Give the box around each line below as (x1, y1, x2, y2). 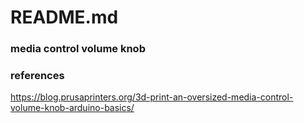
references (10, 69, 65, 83)
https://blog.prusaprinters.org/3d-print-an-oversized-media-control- (10, 91, 294, 103)
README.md (10, 6, 119, 29)
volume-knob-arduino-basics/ (10, 102, 135, 114)
